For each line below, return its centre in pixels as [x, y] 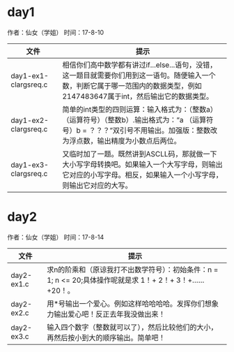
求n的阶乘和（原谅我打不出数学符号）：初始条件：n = [132, 270]
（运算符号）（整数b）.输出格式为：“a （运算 [134, 119]
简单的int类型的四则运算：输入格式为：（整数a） [140, 109]
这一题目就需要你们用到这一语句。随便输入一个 [139, 75]
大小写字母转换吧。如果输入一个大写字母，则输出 [142, 164]
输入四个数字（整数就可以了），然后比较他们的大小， [132, 327]
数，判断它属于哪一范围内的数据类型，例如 [132, 86]
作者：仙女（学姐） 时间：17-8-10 [56, 32]
